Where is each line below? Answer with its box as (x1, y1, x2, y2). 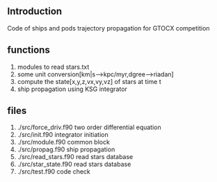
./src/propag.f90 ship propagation (17, 145, 115, 154)
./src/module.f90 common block (17, 138, 110, 147)
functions (7, 44, 50, 56)
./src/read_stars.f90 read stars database (17, 153, 134, 161)
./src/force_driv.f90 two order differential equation (17, 123, 161, 131)
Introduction (7, 6, 63, 17)
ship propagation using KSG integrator (17, 85, 127, 93)
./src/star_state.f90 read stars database (17, 160, 131, 169)
